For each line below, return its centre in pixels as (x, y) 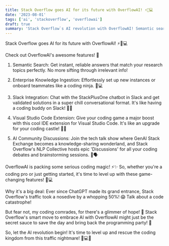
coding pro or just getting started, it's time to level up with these (71, 174)
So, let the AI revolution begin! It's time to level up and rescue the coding (80, 232)
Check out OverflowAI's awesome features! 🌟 (52, 55)
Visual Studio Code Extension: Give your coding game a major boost (83, 118)
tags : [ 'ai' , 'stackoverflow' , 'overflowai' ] (54, 19)
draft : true (18, 24)
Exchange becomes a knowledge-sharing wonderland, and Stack (80, 144)
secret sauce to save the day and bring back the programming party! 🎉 (78, 223)
